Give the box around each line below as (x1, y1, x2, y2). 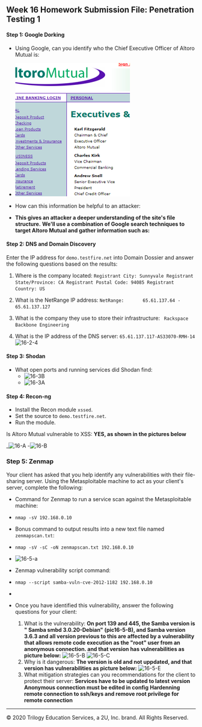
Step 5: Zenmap (6, 457, 54, 466)
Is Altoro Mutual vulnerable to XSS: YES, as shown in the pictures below (6, 431, 186, 438)
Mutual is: (14, 51, 40, 58)
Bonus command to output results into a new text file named (14, 525, 165, 532)
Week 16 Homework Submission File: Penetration (6, 5, 194, 15)
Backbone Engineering (14, 322, 69, 328)
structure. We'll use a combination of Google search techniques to (14, 220, 185, 228)
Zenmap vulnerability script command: (14, 566, 111, 574)
